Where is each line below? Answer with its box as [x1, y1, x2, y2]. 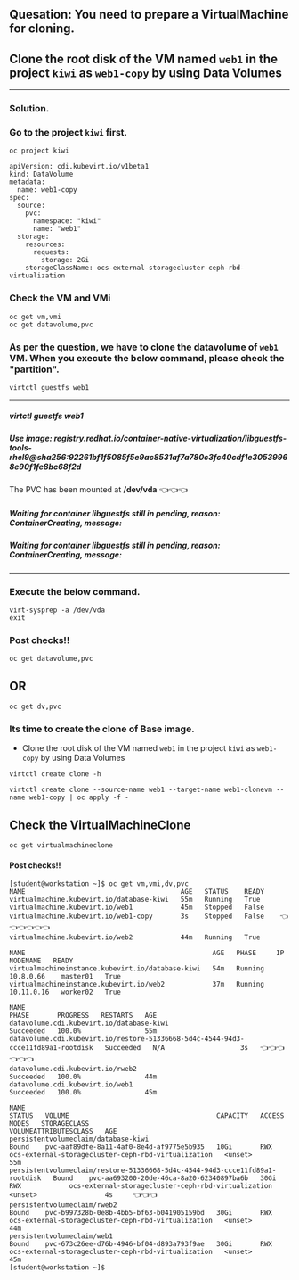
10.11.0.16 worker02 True [9, 987, 122, 997]
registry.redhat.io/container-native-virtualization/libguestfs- [53, 433, 287, 443]
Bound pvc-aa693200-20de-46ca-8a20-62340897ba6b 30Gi [53, 1174, 277, 1183]
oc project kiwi [9, 146, 69, 155]
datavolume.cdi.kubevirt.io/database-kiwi [9, 1019, 169, 1028]
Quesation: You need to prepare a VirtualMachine [9, 7, 289, 22]
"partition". [9, 363, 60, 376]
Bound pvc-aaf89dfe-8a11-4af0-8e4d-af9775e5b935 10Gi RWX [9, 1143, 273, 1152]
